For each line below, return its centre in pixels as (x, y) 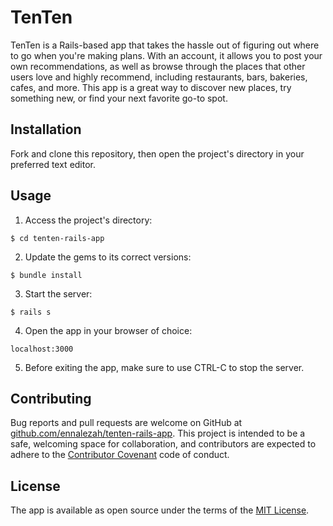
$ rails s (31, 312)
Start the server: (58, 293)
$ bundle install (46, 275)
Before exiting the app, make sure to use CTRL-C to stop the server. (164, 367)
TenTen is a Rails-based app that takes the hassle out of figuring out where (165, 45)
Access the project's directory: (88, 220)
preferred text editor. (53, 164)
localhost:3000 (42, 349)
